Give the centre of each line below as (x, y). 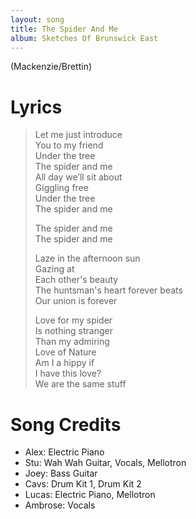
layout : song (37, 19)
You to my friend (69, 145)
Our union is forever (76, 301)
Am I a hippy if (64, 363)
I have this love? (68, 373)
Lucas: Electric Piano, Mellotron (90, 495)
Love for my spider (73, 320)
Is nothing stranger (73, 331)
